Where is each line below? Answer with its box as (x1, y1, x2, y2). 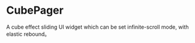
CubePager (6, 4, 64, 17)
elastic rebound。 (6, 30, 50, 38)
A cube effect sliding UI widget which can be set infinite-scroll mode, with (6, 23, 189, 30)
